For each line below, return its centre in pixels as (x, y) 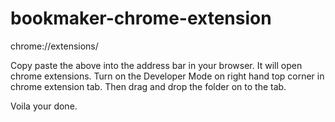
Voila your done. (44, 106)
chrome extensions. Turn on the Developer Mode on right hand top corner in (167, 76)
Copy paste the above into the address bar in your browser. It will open (156, 65)
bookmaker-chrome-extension (141, 18)
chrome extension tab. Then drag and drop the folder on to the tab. (148, 86)
